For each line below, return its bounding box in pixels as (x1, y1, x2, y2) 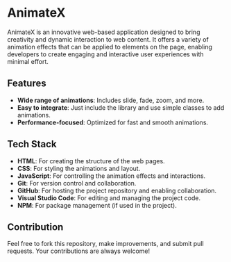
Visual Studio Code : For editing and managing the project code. (17, 193, 201, 202)
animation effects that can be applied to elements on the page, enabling (7, 42, 213, 51)
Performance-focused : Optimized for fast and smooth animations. (17, 118, 209, 126)
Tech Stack (7, 138, 57, 150)
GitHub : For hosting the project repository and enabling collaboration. (17, 186, 217, 195)
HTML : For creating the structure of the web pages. (17, 156, 165, 165)
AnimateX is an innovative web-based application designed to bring (7, 28, 200, 36)
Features (7, 78, 46, 90)
